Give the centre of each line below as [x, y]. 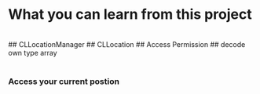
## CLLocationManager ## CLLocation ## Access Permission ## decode [127, 44]
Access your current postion [64, 81]
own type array [33, 52]
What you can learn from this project [130, 14]
